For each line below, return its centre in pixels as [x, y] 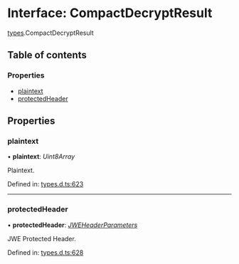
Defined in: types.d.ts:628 [46, 252]
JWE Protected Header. [42, 238]
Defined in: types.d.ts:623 [46, 184]
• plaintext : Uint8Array [41, 157]
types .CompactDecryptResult [51, 33]
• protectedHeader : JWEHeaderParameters [73, 225]
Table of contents [47, 55]
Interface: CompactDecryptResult [110, 13]
